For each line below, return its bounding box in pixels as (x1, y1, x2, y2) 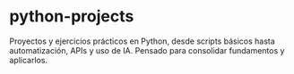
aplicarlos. (9, 54, 48, 65)
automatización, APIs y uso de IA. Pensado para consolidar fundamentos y (9, 45, 285, 55)
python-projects (9, 6, 134, 27)
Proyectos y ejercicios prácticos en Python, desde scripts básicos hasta (9, 36, 275, 46)
